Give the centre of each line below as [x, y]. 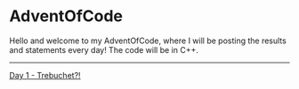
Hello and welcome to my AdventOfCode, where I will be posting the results [148, 41]
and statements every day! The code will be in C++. [104, 49]
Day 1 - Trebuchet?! [45, 75]
